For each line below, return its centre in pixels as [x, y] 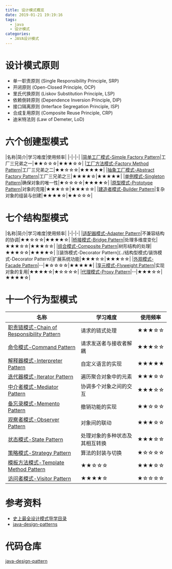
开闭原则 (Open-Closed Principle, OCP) [54, 87]
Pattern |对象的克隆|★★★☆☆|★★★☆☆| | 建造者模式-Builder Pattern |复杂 [85, 189]
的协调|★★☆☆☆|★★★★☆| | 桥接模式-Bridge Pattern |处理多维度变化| [81, 239]
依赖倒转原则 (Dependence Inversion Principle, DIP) [67, 100]
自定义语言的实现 [101, 363]
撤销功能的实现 [99, 407]
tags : [11, 19]
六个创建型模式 [37, 142]
